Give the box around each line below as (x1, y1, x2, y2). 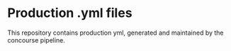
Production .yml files (7, 5, 133, 21)
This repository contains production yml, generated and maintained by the (7, 28, 225, 37)
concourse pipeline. (7, 35, 66, 44)
